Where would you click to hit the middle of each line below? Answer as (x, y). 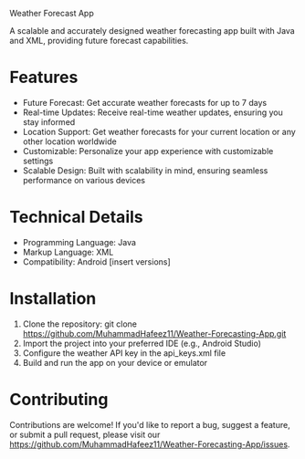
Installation (53, 299)
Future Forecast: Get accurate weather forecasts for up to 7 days (145, 102)
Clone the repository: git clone (79, 324)
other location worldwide (69, 141)
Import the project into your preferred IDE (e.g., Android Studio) (142, 343)
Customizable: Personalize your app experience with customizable (148, 151)
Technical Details (76, 217)
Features (44, 78)
